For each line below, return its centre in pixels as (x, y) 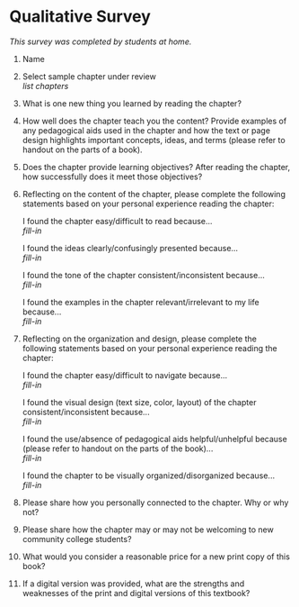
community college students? (77, 539)
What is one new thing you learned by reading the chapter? (132, 103)
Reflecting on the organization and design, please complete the (140, 339)
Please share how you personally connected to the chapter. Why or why (155, 503)
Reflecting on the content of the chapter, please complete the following (154, 194)
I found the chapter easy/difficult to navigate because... (125, 375)
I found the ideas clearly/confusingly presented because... (130, 248)
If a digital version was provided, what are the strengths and (133, 584)
